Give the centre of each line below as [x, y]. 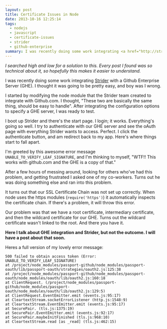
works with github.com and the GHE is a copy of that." [61, 162]
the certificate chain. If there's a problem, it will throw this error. [70, 202]
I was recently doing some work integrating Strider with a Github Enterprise [82, 81]
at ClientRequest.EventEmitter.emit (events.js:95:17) [63, 295]
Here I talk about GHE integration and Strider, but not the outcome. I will [80, 232]
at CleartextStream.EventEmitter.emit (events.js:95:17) [65, 304]
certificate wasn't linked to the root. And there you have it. [65, 223]
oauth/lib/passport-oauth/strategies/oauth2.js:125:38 [63, 269]
